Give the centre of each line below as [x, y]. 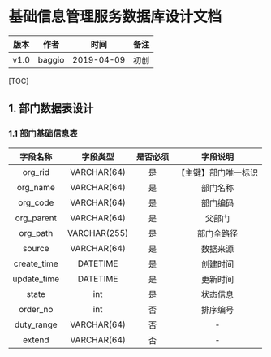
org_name [36, 187]
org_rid [36, 172]
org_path [36, 233]
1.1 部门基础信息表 [43, 133]
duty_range [37, 324]
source [36, 248]
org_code [36, 202]
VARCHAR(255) [98, 233]
